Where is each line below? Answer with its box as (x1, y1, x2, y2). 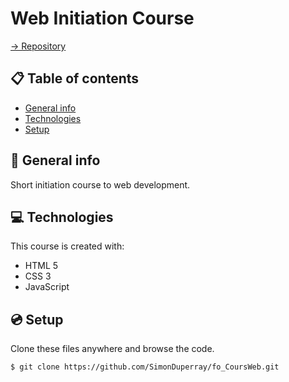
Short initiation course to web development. (10, 178, 191, 191)
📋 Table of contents (10, 70, 140, 87)
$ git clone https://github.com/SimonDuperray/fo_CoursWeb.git (10, 362, 280, 372)
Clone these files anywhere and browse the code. (10, 343, 215, 355)
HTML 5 (24, 260, 59, 272)
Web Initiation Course (10, 7, 195, 30)
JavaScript (24, 281, 70, 293)
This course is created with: (10, 240, 125, 252)
